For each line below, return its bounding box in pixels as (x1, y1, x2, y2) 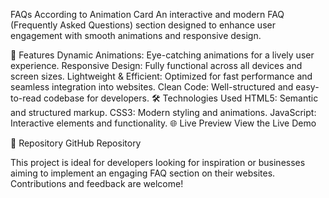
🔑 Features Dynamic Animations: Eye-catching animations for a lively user (10, 49, 315, 61)
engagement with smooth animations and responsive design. (10, 30, 262, 41)
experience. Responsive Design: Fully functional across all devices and (10, 60, 303, 71)
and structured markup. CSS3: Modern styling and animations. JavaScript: (10, 107, 317, 118)
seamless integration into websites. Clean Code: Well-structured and (10, 81, 294, 93)
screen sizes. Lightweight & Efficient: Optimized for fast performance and (10, 70, 313, 82)
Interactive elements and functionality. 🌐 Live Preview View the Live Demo (10, 117, 317, 129)
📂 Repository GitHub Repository (10, 137, 142, 149)
